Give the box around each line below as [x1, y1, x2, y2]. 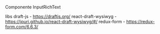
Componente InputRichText [5, 4, 61, 10]
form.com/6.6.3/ [5, 24, 39, 30]
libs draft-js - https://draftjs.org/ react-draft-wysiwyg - [5, 14, 117, 19]
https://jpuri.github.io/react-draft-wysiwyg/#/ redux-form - [5, 19, 126, 24]
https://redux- [126, 19, 155, 24]
